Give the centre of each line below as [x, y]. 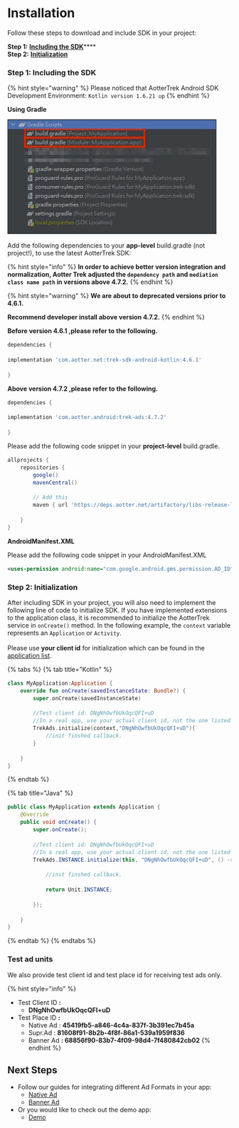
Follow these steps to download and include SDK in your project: [102, 33]
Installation [41, 13]
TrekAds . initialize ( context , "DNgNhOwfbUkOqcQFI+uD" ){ [114, 728]
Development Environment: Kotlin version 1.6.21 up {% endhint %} [108, 96]
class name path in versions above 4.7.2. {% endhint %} [90, 282]
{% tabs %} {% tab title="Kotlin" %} [60, 669]
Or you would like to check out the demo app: [84, 1110]
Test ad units [30, 959]
